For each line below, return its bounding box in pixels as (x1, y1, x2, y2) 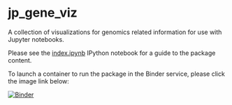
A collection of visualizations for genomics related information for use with (8, 28, 222, 36)
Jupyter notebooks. (8, 35, 65, 43)
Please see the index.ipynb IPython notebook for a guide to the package (8, 49, 216, 57)
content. (8, 56, 32, 64)
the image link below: (8, 76, 69, 85)
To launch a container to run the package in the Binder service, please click (8, 70, 226, 78)
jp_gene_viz (8, 5, 78, 21)
